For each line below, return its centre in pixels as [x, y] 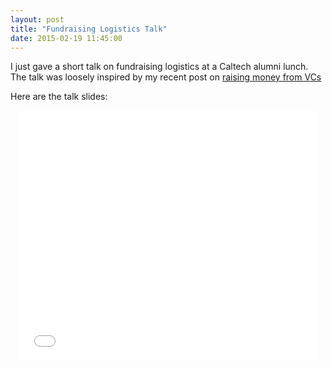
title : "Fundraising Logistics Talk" [89, 29]
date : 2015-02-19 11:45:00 [66, 38]
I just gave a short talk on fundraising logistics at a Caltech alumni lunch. [159, 67]
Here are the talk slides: [59, 97]
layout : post [37, 19]
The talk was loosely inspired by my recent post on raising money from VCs [166, 77]
